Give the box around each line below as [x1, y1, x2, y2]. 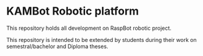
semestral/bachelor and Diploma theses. [6, 43, 109, 50]
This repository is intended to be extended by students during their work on [6, 36, 197, 43]
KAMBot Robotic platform [6, 4, 139, 18]
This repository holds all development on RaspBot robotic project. [6, 24, 172, 32]
